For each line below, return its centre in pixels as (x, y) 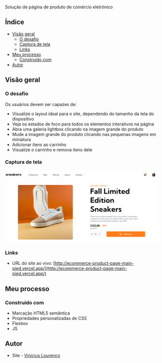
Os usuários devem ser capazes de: (41, 104)
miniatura (21, 139)
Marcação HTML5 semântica (41, 313)
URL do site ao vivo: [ (33, 263)
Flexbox (20, 323)
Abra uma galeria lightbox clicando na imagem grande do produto (78, 129)
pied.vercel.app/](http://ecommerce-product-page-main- (69, 269)
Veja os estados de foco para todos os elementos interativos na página (83, 124)
